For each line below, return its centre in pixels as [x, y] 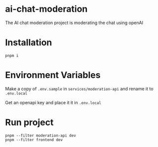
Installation [29, 43]
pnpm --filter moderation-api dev [41, 135]
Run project [29, 122]
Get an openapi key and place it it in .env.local [53, 102]
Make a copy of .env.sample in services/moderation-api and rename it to [79, 88]
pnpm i [12, 56]
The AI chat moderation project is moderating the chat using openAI [74, 23]
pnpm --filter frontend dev [34, 140]
